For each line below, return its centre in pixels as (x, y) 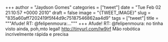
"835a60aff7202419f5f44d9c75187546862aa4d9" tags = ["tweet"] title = (82, 18)
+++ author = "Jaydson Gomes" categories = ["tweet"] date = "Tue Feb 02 (83, 7)
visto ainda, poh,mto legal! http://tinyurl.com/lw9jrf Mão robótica (73, 29)
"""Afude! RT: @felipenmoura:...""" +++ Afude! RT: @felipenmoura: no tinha (84, 23)
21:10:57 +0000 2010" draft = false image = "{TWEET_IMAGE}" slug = (78, 13)
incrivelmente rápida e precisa (37, 34)
